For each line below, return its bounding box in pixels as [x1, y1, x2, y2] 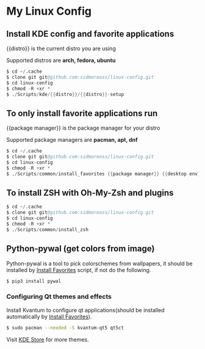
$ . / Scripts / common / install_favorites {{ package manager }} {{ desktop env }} [6, 171, 203, 177]
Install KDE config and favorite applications [6, 29, 174, 39]
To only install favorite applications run [6, 108, 158, 119]
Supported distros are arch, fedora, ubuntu [6, 57, 116, 64]
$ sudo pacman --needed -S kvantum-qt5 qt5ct [6, 325, 124, 331]
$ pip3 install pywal [6, 278, 62, 284]
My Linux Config [6, 4, 92, 18]
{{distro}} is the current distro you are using [6, 45, 116, 52]
